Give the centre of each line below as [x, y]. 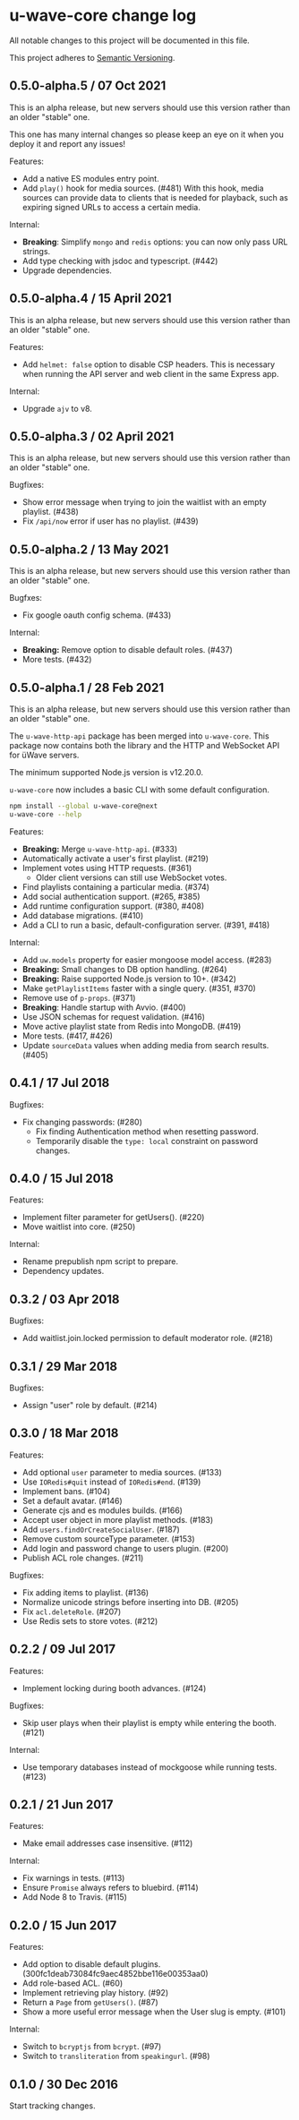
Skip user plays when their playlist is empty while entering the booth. [149, 1722]
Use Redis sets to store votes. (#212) [90, 1620]
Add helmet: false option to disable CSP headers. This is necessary [149, 364]
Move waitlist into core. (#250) [79, 1227]
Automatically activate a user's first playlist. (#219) [115, 858]
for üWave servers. [44, 755]
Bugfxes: [26, 598]
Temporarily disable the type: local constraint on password [147, 1141]
